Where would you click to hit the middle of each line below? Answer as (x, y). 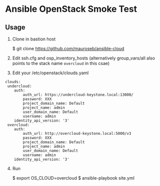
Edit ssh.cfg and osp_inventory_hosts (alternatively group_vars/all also (84, 58)
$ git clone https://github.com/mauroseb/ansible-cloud (68, 48)
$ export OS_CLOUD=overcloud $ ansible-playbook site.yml (73, 178)
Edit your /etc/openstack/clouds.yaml (50, 73)
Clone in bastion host (34, 39)
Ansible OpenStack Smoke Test (71, 9)
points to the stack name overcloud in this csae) (61, 63)
